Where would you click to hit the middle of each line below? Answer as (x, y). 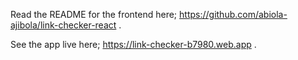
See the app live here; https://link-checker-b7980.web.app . (133, 44)
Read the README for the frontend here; (94, 14)
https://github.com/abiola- (233, 14)
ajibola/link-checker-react (63, 25)
